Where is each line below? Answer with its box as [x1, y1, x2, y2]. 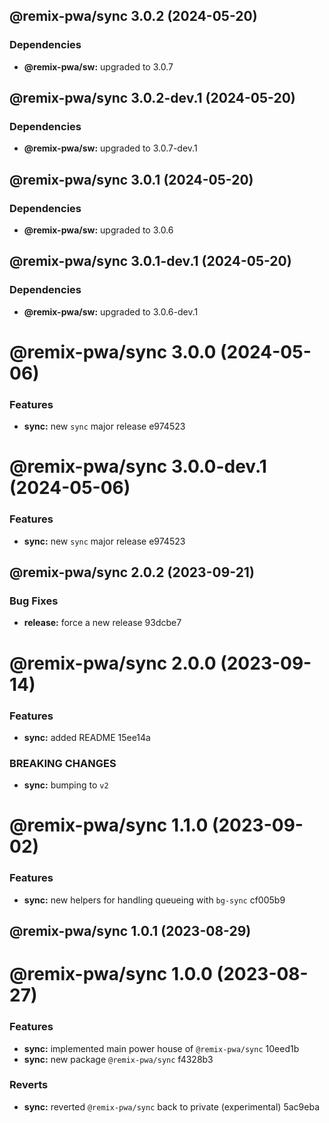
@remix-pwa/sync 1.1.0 [9, 814, 209, 837]
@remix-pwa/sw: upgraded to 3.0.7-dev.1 [23, 142, 198, 154]
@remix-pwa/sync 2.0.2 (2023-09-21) [9, 564, 255, 581]
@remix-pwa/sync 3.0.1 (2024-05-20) [9, 171, 254, 188]
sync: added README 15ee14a [23, 731, 151, 743]
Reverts [9, 1078, 49, 1092]
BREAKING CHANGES [9, 756, 117, 770]
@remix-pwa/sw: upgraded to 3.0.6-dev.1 [23, 305, 199, 318]
